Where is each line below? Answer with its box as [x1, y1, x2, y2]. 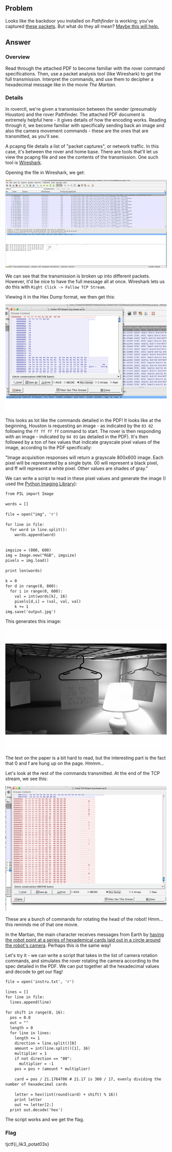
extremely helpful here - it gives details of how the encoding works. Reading [5, 116, 166, 123]
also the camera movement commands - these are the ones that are [5, 128, 149, 134]
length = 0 [10, 1025, 33, 1030]
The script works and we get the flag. [5, 1117, 84, 1123]
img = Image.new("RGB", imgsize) [5, 553, 77, 558]
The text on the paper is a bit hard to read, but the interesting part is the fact [5, 755, 166, 761]
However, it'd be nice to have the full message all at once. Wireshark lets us [5, 278, 165, 284]
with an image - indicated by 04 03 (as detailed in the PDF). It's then [5, 433, 148, 440]
